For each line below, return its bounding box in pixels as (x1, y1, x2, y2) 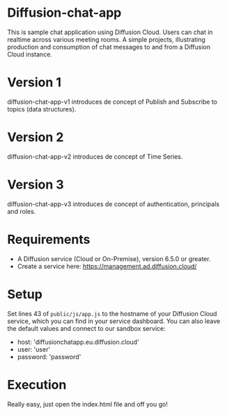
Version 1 (7, 75, 61, 91)
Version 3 (7, 177, 64, 192)
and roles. (7, 207, 36, 215)
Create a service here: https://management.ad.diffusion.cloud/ (17, 262, 197, 270)
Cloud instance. (7, 50, 52, 58)
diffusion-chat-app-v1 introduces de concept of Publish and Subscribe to (7, 97, 218, 106)
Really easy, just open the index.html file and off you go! (7, 400, 169, 408)
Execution (7, 377, 67, 393)
